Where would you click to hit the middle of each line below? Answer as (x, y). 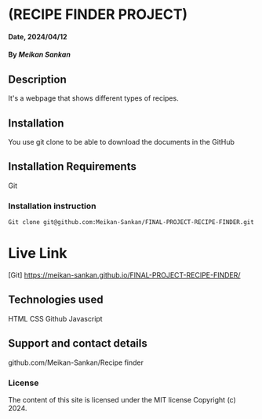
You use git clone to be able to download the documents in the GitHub (122, 142)
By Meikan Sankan (39, 55)
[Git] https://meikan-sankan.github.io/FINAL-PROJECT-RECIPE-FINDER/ (124, 275)
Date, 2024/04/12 (38, 36)
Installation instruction (52, 206)
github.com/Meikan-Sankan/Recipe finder (76, 362)
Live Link (38, 254)
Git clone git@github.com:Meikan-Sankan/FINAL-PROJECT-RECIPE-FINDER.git (131, 222)
